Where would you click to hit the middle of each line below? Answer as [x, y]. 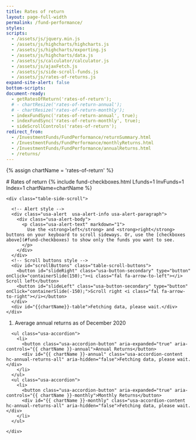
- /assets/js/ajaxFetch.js [44, 66]
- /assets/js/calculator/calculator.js [60, 61]
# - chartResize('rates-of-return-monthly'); [68, 110]
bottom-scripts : [26, 88]
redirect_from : [25, 132]
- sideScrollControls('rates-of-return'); [64, 126]
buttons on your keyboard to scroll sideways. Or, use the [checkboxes [96, 235]
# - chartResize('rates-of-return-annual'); [67, 104]
